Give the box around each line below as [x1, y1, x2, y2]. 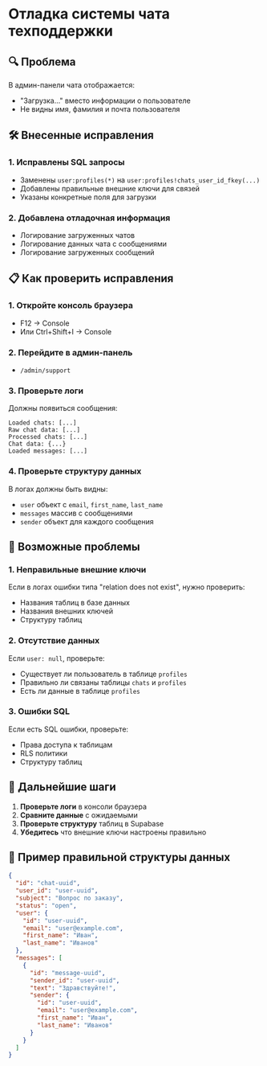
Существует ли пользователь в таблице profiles [19, 669, 188, 679]
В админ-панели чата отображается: [8, 80, 135, 89]
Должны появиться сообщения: [8, 404, 118, 413]
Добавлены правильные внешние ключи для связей [19, 183, 200, 193]
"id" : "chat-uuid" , [15, 879, 81, 888]
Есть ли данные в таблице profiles [19, 686, 140, 695]
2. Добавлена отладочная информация [8, 212, 171, 223]
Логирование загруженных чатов [19, 230, 135, 240]
